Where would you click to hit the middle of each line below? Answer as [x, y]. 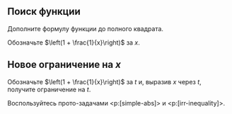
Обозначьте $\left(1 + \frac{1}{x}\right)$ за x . [74, 42]
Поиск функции [44, 12]
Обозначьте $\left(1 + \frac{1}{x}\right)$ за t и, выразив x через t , [104, 81]
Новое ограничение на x [64, 65]
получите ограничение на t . [49, 89]
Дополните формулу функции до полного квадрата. [86, 28]
